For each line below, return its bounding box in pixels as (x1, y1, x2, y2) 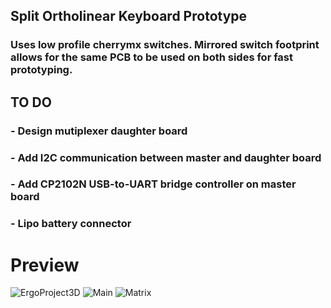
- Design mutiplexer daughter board (10, 124, 188, 138)
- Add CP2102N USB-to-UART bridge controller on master (10, 177, 297, 191)
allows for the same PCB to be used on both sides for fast (10, 50, 294, 64)
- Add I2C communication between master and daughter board (10, 150, 322, 164)
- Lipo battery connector (10, 217, 132, 231)
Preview (10, 254, 80, 276)
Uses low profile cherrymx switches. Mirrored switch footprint (10, 38, 320, 52)
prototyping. (10, 63, 73, 77)
